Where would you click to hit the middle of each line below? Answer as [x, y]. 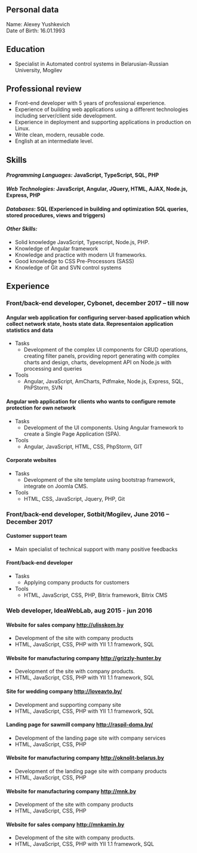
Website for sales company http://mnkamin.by [65, 824]
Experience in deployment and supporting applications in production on [103, 122]
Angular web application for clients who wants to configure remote [91, 401]
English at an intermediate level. [54, 141]
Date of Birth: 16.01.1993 [36, 30]
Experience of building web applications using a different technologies [101, 109]
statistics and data [30, 330]
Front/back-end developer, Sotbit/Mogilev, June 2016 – [88, 514]
